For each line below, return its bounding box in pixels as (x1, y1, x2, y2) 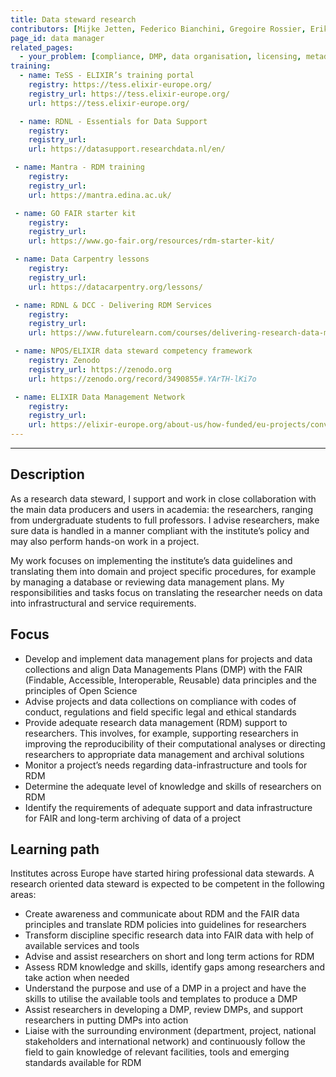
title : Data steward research (10, 14, 137, 25)
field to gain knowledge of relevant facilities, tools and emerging (24, 1046, 290, 1058)
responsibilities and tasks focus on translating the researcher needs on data (10, 586, 323, 598)
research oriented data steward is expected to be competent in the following (10, 878, 325, 890)
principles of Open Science (24, 684, 138, 696)
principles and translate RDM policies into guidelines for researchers (24, 919, 307, 931)
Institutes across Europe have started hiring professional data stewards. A (10, 867, 315, 880)
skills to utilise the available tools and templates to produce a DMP (24, 993, 298, 1005)
